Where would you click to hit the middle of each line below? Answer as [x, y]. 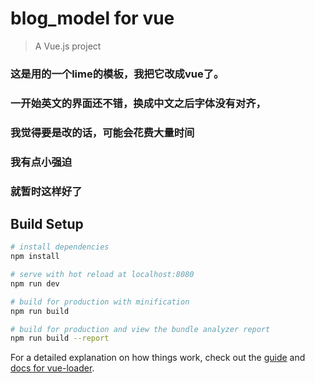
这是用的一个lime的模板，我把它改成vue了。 [117, 74]
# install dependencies [60, 247]
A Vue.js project [68, 46]
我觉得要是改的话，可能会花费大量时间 [102, 132]
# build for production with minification [100, 302]
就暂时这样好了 [46, 191]
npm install [35, 257]
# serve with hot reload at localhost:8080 [102, 275]
